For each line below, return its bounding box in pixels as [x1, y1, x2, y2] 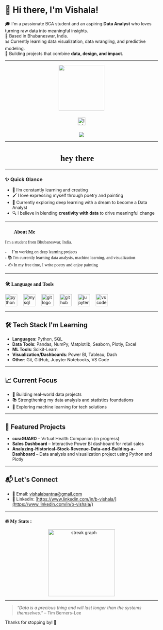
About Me [14, 228, 35, 235]
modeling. [5, 45, 25, 51]
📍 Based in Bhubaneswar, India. [5, 33, 68, 38]
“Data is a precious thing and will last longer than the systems [16, 605, 142, 611]
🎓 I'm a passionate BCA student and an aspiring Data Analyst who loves [5, 20, 152, 26]
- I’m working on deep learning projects [5, 249, 78, 255]
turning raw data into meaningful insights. [5, 28, 88, 34]
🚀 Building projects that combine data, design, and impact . [5, 51, 124, 56]
